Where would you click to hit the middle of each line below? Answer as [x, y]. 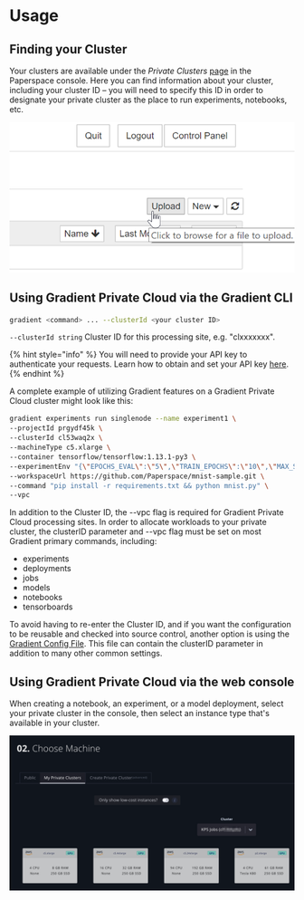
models [36, 588]
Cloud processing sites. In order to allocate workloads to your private [138, 522]
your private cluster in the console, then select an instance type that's [139, 713]
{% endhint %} [37, 374]
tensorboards [47, 607]
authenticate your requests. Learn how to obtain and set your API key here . [149, 364]
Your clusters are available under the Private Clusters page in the [130, 71]
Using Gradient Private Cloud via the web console [152, 681]
